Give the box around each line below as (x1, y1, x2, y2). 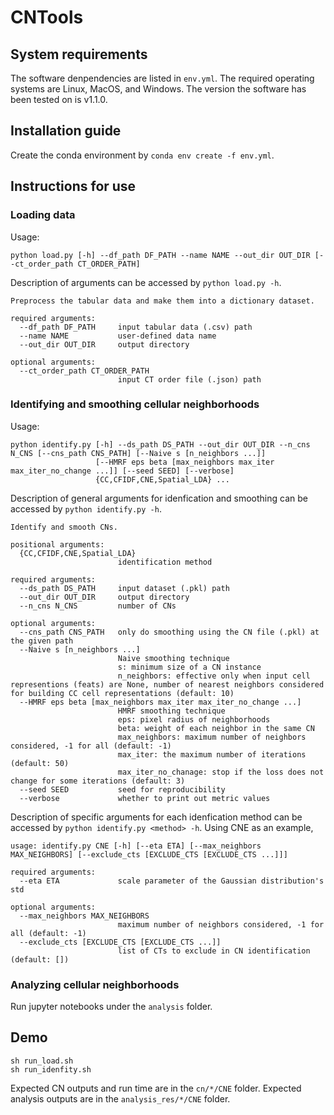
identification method (117, 557, 213, 567)
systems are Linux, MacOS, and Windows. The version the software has (10, 83, 307, 95)
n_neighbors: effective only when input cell (117, 671, 311, 681)
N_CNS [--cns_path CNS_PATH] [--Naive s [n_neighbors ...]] (10, 448, 267, 458)
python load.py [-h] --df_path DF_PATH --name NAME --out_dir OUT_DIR (10, 250, 311, 260)
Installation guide (10, 122, 122, 140)
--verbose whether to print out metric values (19, 793, 271, 803)
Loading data (10, 208, 76, 222)
